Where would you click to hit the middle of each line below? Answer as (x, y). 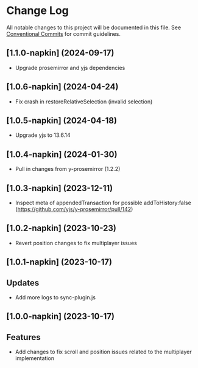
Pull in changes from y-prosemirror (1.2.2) (68, 169)
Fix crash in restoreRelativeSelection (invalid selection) (84, 102)
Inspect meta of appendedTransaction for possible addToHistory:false (103, 203)
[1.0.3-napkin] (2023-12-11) (60, 188)
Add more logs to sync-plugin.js (55, 297)
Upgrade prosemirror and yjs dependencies (70, 68)
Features (23, 337)
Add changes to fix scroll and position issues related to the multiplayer (103, 352)
